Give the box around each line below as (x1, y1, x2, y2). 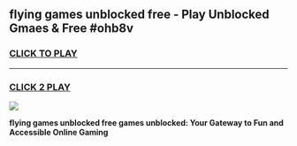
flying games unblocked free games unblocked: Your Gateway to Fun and (9, 117, 285, 127)
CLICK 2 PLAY (9, 81, 71, 93)
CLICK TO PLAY (9, 48, 78, 60)
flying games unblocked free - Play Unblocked (9, 7, 270, 22)
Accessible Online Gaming (9, 127, 109, 137)
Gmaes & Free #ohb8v (9, 21, 134, 36)
